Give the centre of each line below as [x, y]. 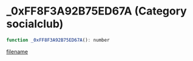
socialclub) [35, 24]
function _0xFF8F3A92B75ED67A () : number [58, 40]
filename [17, 51]
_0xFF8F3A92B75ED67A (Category [96, 11]
